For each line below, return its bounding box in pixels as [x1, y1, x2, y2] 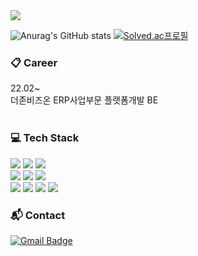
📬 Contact [10, 208, 66, 222]
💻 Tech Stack [10, 131, 80, 145]
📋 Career [10, 55, 58, 69]
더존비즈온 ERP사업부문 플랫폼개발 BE [10, 94, 159, 106]
